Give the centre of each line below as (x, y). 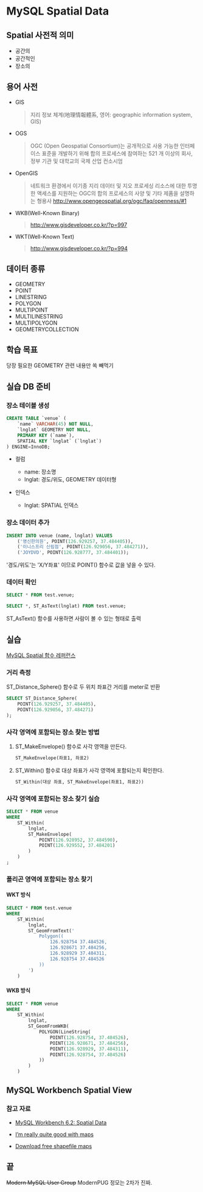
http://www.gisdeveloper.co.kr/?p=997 (79, 225)
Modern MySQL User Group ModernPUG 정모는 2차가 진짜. (79, 1182)
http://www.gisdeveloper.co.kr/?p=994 (79, 248)
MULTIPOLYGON (36, 323)
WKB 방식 (18, 990)
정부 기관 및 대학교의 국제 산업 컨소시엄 (77, 161)
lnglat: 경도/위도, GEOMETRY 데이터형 (70, 480)
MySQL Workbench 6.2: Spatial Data (61, 1122)
